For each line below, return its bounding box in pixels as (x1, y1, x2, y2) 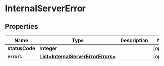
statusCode (7, 45, 36, 52)
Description (120, 37, 148, 44)
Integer (40, 45, 58, 52)
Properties (5, 22, 38, 31)
